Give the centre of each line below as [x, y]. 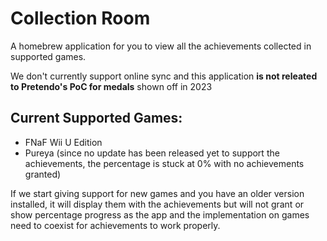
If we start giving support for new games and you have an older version [157, 193]
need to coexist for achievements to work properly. [115, 225]
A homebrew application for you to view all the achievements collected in [161, 46]
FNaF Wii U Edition [63, 142]
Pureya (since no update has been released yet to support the [152, 153]
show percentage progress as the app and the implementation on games [160, 214]
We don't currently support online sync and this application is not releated [164, 76]
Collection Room [80, 18]
